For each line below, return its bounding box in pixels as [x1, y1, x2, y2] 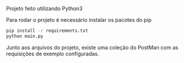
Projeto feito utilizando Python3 [6, 5, 83, 12]
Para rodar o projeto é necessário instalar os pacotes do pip [6, 16, 152, 23]
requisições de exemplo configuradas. [6, 50, 99, 57]
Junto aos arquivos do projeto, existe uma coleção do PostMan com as [6, 44, 179, 51]
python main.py [6, 33, 44, 39]
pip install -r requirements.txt [6, 28, 88, 34]
